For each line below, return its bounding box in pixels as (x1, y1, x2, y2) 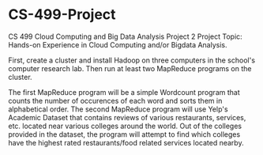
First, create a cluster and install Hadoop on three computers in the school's (8, 55, 255, 65)
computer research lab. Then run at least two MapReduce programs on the (8, 63, 252, 73)
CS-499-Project (8, 6, 116, 24)
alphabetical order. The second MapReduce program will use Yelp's (8, 104, 228, 114)
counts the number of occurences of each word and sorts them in (8, 96, 223, 105)
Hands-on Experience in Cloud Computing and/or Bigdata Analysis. (8, 40, 227, 49)
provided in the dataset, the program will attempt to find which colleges (8, 129, 241, 139)
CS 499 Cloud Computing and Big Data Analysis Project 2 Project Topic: (8, 32, 242, 41)
